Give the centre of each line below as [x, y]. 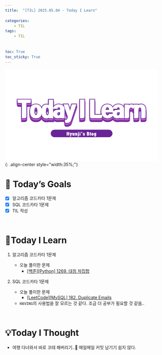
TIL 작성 [20, 210]
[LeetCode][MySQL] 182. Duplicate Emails [69, 297]
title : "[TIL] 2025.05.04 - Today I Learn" [51, 10]
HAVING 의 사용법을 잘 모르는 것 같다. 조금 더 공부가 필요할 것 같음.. [82, 303]
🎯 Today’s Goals [38, 184]
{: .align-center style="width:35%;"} [42, 164]
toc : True [15, 51]
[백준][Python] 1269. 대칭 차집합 [58, 271]
